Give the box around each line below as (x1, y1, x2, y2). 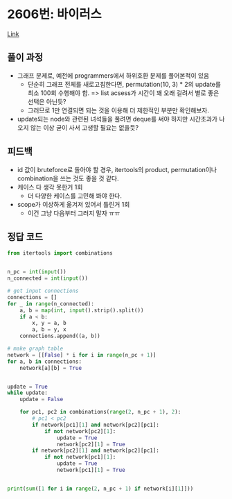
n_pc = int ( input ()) (7, 269, 67, 276)
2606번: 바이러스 (7, 6, 102, 22)
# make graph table (7, 345, 64, 352)
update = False (19, 396, 64, 403)
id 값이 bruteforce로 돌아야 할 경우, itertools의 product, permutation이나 (17, 165, 217, 174)
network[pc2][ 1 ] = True (56, 441, 126, 448)
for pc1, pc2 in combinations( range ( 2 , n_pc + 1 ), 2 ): (19, 409, 181, 416)
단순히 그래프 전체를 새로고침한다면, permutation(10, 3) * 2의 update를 (27, 80, 222, 88)
